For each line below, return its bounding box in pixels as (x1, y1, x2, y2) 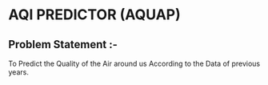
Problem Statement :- (8, 38, 118, 51)
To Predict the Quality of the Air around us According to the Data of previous (8, 59, 261, 68)
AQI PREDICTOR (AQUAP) (8, 6, 182, 24)
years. (8, 67, 30, 77)
